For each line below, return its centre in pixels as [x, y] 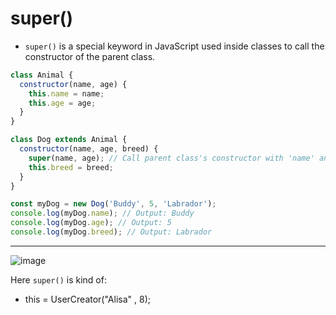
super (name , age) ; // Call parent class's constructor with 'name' [171, 158]
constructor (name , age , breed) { [89, 149]
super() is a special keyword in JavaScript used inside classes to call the [174, 46]
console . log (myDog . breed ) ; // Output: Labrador [111, 232]
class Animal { [42, 75]
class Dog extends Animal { [69, 140]
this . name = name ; [66, 93]
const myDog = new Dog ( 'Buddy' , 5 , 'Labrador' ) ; [113, 204]
